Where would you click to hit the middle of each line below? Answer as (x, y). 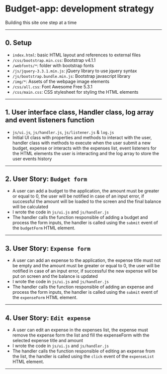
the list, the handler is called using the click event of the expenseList (83, 356)
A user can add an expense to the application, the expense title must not (86, 260)
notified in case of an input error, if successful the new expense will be (85, 271)
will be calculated (30, 207)
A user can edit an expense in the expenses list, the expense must (80, 330)
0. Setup (19, 43)
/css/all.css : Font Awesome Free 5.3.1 (52, 87)
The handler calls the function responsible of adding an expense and (83, 287)
